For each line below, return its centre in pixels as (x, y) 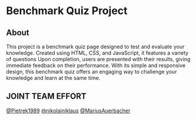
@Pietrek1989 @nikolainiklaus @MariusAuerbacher (68, 111)
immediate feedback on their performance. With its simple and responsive (96, 65)
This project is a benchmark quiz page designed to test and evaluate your (95, 46)
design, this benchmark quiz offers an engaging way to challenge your (92, 71)
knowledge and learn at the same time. (53, 78)
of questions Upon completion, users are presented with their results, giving (98, 59)
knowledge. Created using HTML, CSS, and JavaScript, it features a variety (97, 53)
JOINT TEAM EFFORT (46, 96)
